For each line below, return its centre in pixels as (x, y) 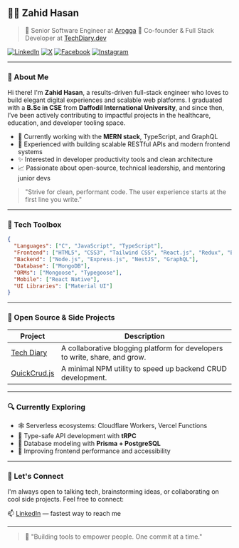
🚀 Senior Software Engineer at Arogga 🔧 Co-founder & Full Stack (119, 30)
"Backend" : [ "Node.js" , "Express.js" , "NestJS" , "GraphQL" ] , (106, 260)
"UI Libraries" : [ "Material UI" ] (63, 286)
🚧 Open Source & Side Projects (61, 318)
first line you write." (53, 200)
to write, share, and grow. (104, 357)
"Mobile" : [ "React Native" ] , (57, 279)
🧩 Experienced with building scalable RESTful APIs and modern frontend (124, 144)
